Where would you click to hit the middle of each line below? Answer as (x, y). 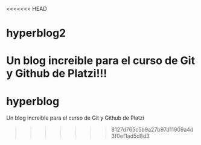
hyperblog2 (36, 33)
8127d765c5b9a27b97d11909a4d (152, 130)
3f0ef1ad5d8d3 (130, 136)
